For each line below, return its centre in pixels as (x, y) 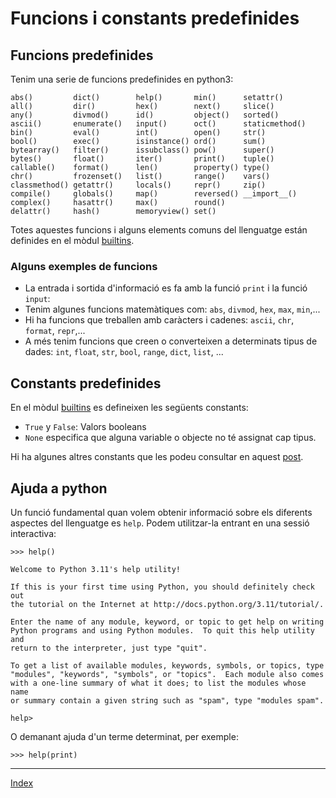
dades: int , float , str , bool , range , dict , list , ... (124, 352)
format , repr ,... (55, 331)
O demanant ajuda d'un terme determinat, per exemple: (124, 736)
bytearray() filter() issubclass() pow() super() (142, 150)
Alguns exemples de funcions (84, 266)
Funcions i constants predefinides (155, 18)
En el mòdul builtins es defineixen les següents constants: (129, 408)
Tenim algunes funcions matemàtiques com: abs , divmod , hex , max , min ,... (172, 309)
